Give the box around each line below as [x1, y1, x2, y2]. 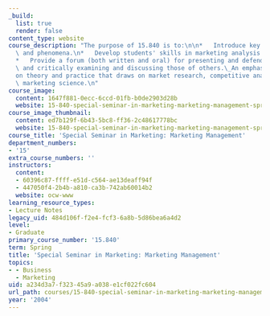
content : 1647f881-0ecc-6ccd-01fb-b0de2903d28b [15, 94, 178, 102]
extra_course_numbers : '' [8, 154, 95, 162]
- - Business [8, 266, 52, 274]
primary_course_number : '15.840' [8, 236, 121, 244]
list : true [15, 19, 52, 27]
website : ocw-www [15, 191, 74, 199]
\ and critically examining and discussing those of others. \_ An [15, 64, 239, 72]
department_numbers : [8, 138, 78, 147]
